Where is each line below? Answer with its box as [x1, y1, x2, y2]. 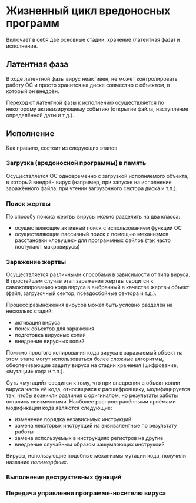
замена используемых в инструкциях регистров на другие [14, 435, 164, 442]
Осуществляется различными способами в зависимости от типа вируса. [6, 271, 190, 278]
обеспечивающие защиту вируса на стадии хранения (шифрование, [6, 362, 178, 369]
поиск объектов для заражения [14, 325, 95, 332]
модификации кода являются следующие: [6, 405, 112, 412]
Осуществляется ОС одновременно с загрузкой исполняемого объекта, [6, 172, 189, 179]
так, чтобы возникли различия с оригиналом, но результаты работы [6, 392, 178, 399]
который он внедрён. [6, 87, 59, 95]
